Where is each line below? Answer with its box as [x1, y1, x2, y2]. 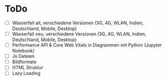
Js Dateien [12, 53, 35, 59]
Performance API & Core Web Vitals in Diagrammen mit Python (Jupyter [12, 42, 162, 48]
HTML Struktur [12, 64, 44, 71]
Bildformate [12, 59, 36, 65]
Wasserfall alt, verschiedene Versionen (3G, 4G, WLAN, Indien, [12, 20, 144, 26]
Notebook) [12, 48, 35, 54]
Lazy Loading [12, 70, 41, 76]
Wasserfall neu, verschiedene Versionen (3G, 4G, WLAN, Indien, [12, 31, 146, 37]
